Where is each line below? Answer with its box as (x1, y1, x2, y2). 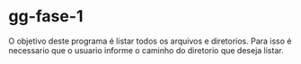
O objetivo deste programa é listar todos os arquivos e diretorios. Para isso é (8, 36, 292, 46)
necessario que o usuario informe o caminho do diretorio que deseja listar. (8, 44, 284, 55)
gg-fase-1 (8, 6, 84, 27)
